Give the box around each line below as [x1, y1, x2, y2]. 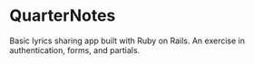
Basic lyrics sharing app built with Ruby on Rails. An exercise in [9, 35, 245, 46]
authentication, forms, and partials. [9, 44, 141, 55]
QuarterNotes [9, 5, 116, 26]
